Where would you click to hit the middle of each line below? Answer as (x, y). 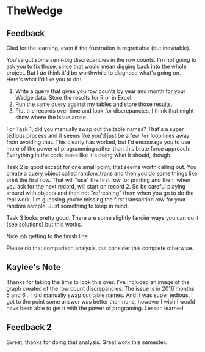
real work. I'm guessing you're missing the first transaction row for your (96, 199)
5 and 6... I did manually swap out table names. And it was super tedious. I (100, 295)
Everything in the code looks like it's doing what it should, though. (89, 155)
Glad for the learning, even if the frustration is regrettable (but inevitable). (99, 48)
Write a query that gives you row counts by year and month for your (100, 91)
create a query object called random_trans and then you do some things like (102, 173)
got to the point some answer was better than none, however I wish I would (101, 301)
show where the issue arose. (51, 117)
